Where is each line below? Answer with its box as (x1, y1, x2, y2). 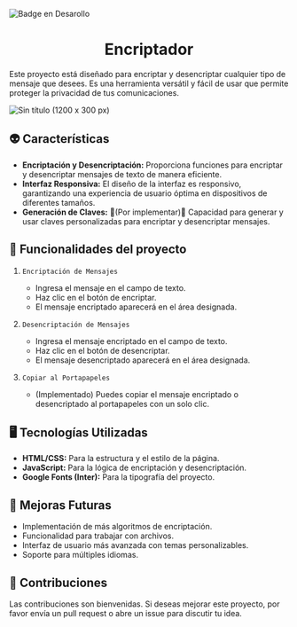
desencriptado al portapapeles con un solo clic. (35, 398, 210, 409)
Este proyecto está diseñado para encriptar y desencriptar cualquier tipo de (9, 68, 286, 79)
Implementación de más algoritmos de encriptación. (21, 521, 213, 532)
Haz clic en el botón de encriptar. (35, 292, 157, 302)
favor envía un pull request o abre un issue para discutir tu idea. (9, 608, 242, 618)
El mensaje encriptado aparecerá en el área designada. (35, 302, 238, 312)
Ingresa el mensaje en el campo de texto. (35, 282, 186, 293)
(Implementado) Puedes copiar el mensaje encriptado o (35, 388, 239, 399)
